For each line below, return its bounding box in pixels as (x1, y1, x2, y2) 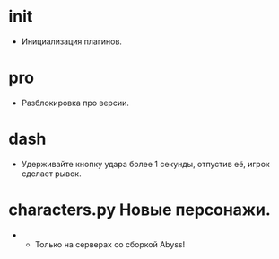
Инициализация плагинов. (21, 36, 123, 47)
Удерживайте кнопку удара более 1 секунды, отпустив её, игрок (21, 158, 270, 169)
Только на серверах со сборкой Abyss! (34, 238, 186, 249)
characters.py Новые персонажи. (8, 200, 271, 219)
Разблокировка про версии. (21, 97, 129, 108)
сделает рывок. (21, 168, 82, 179)
